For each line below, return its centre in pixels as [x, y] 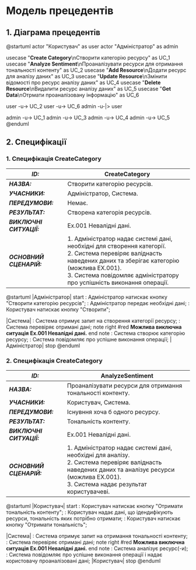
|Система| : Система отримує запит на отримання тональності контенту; [97, 536]
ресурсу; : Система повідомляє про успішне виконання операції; [87, 339]
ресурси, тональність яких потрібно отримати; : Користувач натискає [93, 518]
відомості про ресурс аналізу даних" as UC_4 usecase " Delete [83, 82]
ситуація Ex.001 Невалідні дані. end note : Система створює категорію [96, 333]
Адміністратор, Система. [103, 193]
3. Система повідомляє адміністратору [123, 275]
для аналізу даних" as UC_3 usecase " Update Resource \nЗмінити [87, 76]
